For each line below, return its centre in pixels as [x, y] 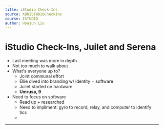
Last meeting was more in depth [44, 61]
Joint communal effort [42, 76]
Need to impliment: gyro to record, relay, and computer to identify [85, 107]
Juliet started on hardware [46, 87]
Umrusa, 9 [30, 92]
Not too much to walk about [40, 66]
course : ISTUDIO [21, 19]
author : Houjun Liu [25, 23]
